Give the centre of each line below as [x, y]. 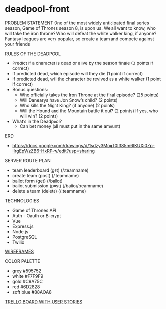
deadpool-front [37, 9]
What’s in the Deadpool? [37, 121]
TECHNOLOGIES [22, 201]
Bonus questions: [30, 89]
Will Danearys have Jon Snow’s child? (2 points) [69, 100]
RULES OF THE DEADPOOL [33, 54]
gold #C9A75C [28, 281]
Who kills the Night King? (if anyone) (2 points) [67, 105]
